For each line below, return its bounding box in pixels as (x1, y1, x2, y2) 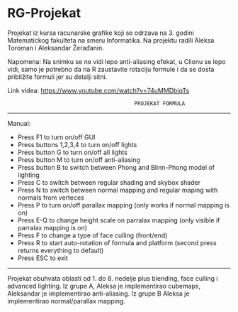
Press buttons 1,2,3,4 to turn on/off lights (17, 140, 137, 149)
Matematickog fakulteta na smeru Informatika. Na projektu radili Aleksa (7, 36, 215, 44)
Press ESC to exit (17, 254, 69, 262)
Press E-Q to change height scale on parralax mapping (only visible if (17, 215, 220, 225)
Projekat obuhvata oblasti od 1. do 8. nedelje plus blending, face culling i (7, 274, 218, 282)
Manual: (7, 119, 31, 127)
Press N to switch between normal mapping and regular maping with (17, 185, 218, 194)
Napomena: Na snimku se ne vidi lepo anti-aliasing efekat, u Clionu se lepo (7, 57, 226, 65)
